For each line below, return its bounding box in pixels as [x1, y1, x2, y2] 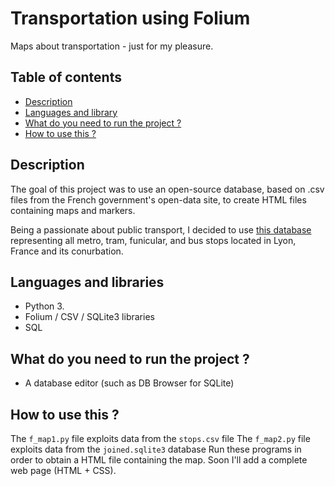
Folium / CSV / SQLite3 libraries [24, 311, 155, 323]
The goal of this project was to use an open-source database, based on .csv [10, 183, 325, 195]
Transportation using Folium [10, 7, 251, 30]
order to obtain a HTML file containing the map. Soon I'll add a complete [10, 454, 308, 466]
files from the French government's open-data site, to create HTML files [10, 193, 307, 206]
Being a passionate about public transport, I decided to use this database [10, 223, 312, 236]
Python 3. [24, 300, 65, 312]
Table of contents [10, 69, 122, 86]
